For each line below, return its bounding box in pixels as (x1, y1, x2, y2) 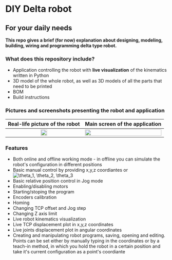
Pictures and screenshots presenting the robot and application (5, 107, 165, 114)
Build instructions (12, 94, 50, 101)
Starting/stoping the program (12, 188, 74, 195)
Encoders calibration (12, 194, 57, 200)
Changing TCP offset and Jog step (12, 205, 86, 211)
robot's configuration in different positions (12, 161, 103, 167)
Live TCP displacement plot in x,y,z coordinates (12, 221, 114, 227)
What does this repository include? (5, 55, 95, 62)
